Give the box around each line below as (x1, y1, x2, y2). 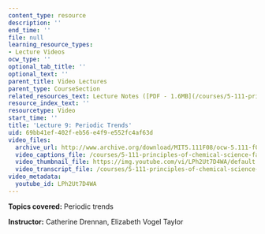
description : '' (8, 19, 62, 27)
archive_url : (15, 143, 58, 151)
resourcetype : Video (8, 107, 77, 115)
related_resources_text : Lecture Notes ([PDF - (8, 92, 168, 100)
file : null (8, 33, 44, 42)
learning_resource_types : (8, 41, 93, 49)
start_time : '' (8, 114, 58, 122)
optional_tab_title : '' (8, 63, 87, 71)
